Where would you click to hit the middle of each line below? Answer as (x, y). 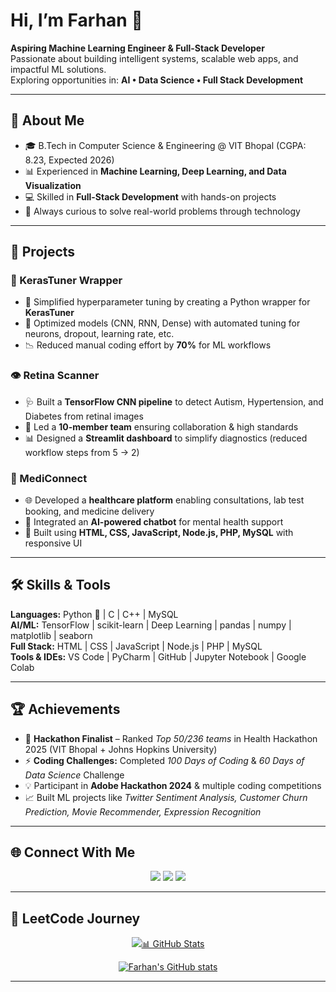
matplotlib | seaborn (51, 635)
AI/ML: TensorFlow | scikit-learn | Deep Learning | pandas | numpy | (151, 625)
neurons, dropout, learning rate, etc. (99, 334)
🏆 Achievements (65, 709)
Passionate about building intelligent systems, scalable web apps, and (154, 58)
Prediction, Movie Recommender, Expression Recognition (143, 811)
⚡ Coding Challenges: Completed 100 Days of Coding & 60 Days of (164, 760)
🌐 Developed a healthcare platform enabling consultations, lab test (164, 500)
